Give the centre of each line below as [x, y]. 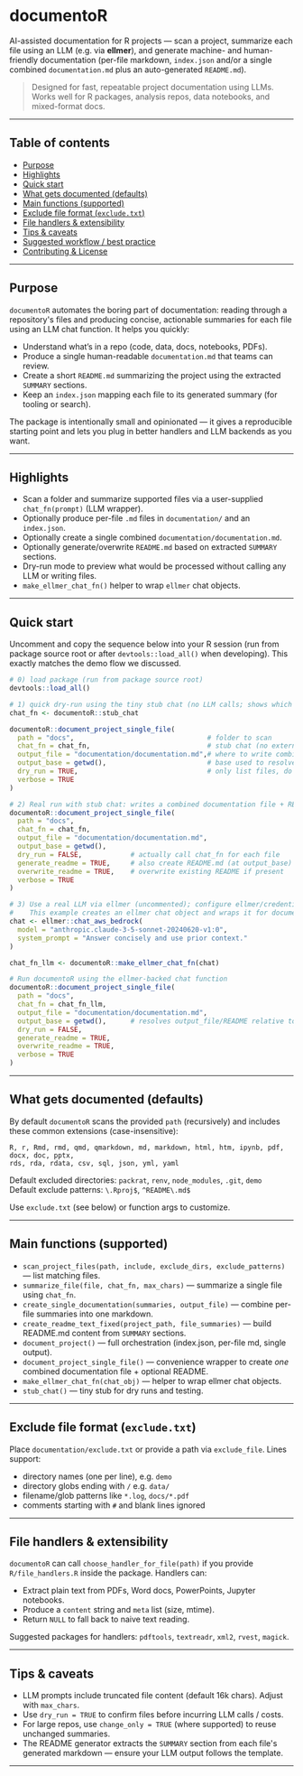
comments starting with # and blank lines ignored [114, 1505]
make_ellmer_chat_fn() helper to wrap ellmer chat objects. [131, 586]
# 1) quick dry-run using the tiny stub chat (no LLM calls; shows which [151, 704]
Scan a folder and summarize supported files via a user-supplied [142, 499]
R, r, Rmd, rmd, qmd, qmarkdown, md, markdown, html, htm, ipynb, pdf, [147, 1148]
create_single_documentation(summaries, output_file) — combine [147, 1304]
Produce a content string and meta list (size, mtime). [118, 1610]
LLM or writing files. [60, 576]
